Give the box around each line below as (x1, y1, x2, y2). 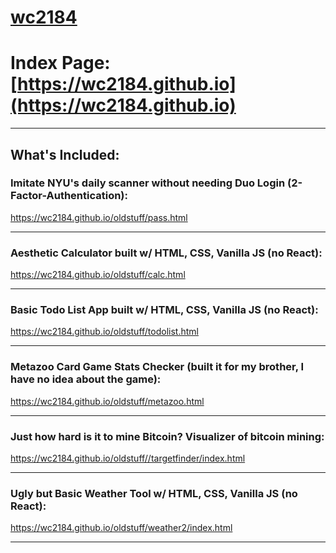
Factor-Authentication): (10, 189, 129, 203)
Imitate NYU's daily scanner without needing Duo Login (10, 176, 286, 190)
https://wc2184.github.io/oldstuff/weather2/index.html (10, 522, 233, 534)
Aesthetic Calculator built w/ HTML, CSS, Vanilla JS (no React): (10, 246, 323, 260)
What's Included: (10, 146, 120, 163)
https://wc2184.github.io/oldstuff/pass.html (10, 211, 188, 223)
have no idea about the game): (10, 372, 162, 386)
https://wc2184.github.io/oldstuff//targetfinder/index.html (10, 452, 246, 464)
